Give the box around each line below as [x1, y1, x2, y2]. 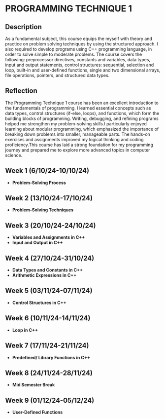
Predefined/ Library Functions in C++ [12, 354, 90, 360]
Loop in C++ [12, 327, 38, 333]
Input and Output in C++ [12, 240, 63, 246]
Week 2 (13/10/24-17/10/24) [5, 194, 93, 202]
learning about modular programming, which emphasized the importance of [5, 126, 159, 132]
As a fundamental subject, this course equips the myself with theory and [5, 36, 153, 41]
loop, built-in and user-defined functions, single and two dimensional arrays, [5, 67, 161, 73]
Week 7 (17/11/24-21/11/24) [5, 342, 89, 350]
